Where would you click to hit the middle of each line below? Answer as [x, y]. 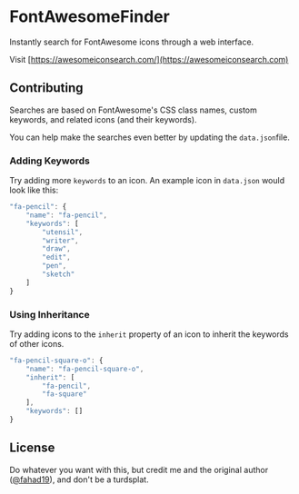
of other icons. [37, 343]
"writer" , [60, 241]
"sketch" [59, 274]
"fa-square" [65, 394]
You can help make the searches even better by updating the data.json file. [150, 137]
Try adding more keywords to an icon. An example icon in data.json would [147, 181]
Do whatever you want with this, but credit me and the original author [139, 469]
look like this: [34, 190]
